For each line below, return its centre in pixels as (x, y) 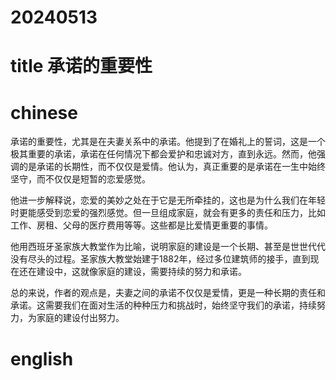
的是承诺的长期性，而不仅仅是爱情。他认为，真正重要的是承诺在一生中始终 (172, 167)
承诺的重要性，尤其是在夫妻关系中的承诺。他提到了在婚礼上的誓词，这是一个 (168, 142)
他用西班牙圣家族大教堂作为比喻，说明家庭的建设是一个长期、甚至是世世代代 (168, 247)
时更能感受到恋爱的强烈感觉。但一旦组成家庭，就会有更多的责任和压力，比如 (168, 213)
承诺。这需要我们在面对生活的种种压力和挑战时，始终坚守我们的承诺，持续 (163, 305)
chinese (44, 112)
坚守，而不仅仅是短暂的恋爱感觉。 (80, 179)
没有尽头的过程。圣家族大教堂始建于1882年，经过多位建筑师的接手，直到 (160, 259)
